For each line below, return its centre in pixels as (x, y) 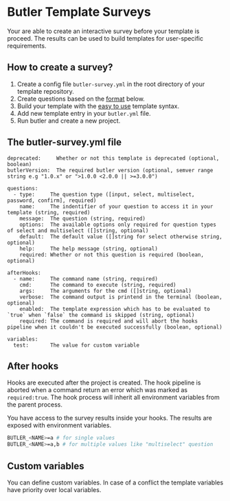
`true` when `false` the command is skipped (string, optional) (101, 315)
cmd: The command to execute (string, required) (98, 285)
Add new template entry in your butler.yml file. (84, 113)
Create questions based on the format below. (81, 99)
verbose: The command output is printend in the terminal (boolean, (121, 297)
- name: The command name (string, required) (85, 279)
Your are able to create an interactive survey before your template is (103, 31)
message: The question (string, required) (83, 218)
